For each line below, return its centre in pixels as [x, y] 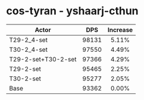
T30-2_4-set [28, 49]
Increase [120, 30]
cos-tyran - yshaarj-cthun [72, 11]
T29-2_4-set [28, 40]
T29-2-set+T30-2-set [43, 59]
